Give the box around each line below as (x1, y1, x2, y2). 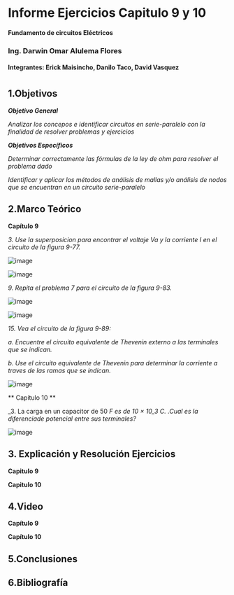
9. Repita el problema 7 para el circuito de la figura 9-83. (8, 283, 172, 292)
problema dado (8, 162, 53, 170)
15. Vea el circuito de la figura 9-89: (8, 324, 111, 332)
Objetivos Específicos (8, 141, 73, 149)
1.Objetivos (8, 87, 58, 99)
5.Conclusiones (8, 553, 78, 565)
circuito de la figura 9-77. (8, 243, 81, 251)
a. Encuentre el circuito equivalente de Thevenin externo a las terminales (8, 337, 219, 346)
